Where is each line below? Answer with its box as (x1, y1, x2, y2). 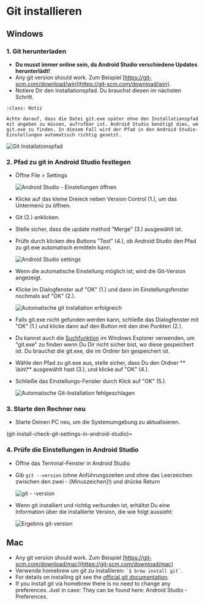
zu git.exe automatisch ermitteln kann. (15, 244, 112, 251)
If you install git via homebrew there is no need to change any (15, 579, 171, 587)
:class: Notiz (6, 105, 43, 111)
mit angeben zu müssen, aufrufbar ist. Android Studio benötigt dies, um (6, 121, 199, 127)
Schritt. (15, 93, 34, 100)
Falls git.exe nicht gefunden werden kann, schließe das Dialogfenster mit (15, 316, 199, 323)
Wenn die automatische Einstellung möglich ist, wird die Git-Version (15, 268, 186, 275)
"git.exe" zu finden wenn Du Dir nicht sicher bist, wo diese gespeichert (15, 341, 194, 348)
